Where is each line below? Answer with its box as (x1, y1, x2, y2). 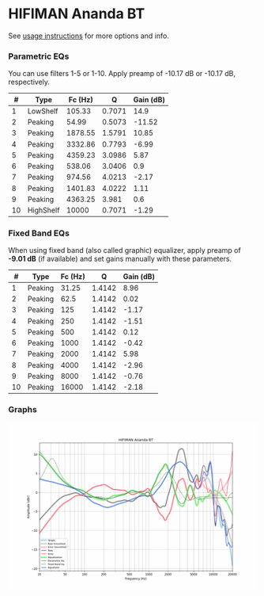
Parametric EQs (8, 51, 70, 62)
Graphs (8, 404, 37, 415)
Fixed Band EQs (8, 227, 70, 239)
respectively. (8, 77, 50, 87)
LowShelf (27, 106, 58, 116)
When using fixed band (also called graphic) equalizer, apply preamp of (8, 246, 241, 255)
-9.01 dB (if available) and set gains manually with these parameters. (8, 254, 232, 264)
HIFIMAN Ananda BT (8, 5, 145, 23)
